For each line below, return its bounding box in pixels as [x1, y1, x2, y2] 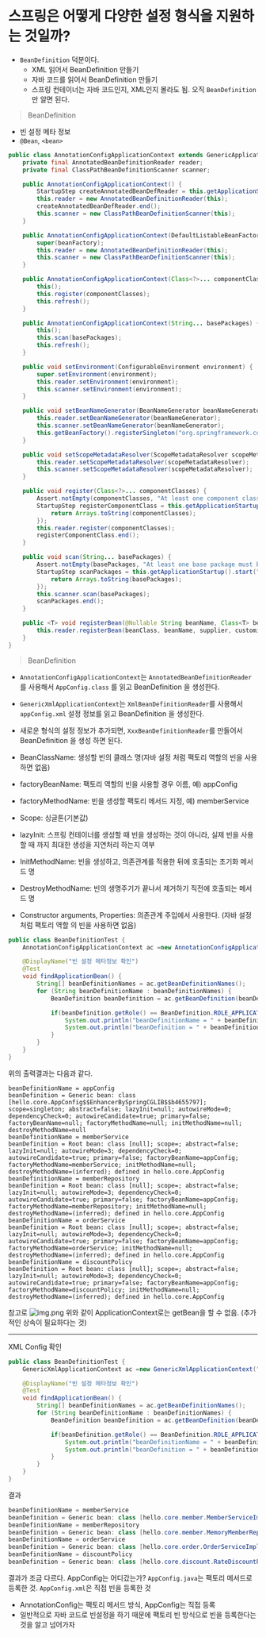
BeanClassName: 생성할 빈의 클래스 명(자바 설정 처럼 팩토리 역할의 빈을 [19, 752, 243, 762]
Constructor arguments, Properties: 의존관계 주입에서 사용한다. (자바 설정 [19, 910, 252, 919]
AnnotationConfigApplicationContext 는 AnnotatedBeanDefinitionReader [19, 672, 252, 681]
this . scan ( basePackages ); [36, 334, 123, 342]
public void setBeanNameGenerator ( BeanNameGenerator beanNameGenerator [22, 406, 264, 415]
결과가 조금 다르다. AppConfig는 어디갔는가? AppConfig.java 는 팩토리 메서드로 [8, 1573, 253, 1582]
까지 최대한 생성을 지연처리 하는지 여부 [36, 839, 156, 849]
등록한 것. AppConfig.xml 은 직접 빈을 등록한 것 [8, 1583, 152, 1593]
